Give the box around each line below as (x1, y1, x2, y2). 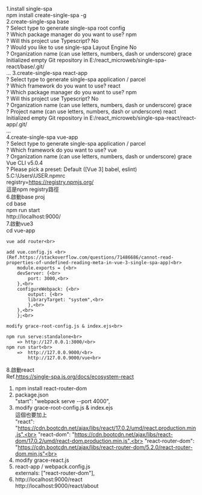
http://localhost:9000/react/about (14, 482, 99, 489)
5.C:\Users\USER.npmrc (6, 172, 66, 179)
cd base (6, 200, 27, 207)
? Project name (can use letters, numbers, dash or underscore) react (6, 108, 177, 115)
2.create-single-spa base (6, 18, 69, 25)
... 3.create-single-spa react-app (6, 70, 88, 76)
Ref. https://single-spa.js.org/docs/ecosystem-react (6, 373, 134, 380)
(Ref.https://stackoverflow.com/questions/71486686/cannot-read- (6, 254, 174, 260)
